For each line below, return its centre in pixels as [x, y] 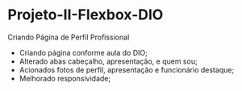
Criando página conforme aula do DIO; [83, 52]
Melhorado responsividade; [65, 78]
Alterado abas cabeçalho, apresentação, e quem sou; [108, 61]
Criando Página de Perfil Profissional [69, 37]
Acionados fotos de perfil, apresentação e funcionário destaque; [127, 69]
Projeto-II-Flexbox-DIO [86, 15]
